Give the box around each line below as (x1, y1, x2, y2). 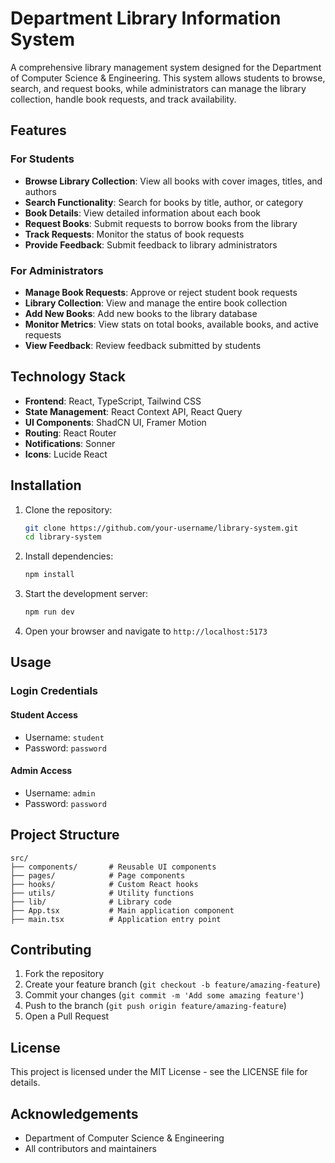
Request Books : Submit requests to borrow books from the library (24, 217, 298, 229)
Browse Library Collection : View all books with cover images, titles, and (24, 175, 323, 187)
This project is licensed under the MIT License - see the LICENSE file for (10, 1066, 308, 1078)
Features (10, 122, 67, 139)
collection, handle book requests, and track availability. (10, 93, 237, 105)
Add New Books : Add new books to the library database (24, 307, 258, 319)
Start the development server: (24, 588, 149, 600)
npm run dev (24, 607, 75, 617)
